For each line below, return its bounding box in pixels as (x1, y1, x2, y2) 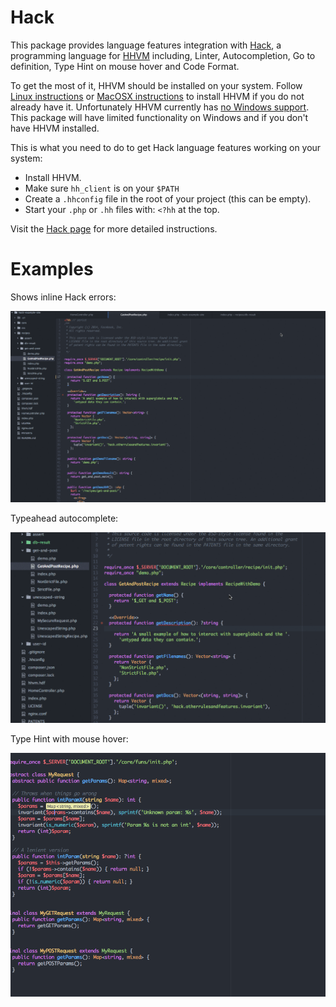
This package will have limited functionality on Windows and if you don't (10, 111, 309, 123)
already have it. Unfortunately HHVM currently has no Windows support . (10, 101, 310, 113)
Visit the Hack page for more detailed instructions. (10, 222, 218, 235)
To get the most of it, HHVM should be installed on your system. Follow (10, 79, 303, 91)
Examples (10, 258, 94, 281)
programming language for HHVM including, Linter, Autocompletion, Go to (10, 49, 316, 61)
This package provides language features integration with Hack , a (10, 39, 282, 51)
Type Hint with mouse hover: (10, 732, 129, 745)
